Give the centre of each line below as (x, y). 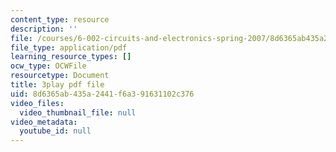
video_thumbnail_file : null (78, 112)
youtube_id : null (55, 131)
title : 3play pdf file (57, 85)
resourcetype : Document (60, 76)
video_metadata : (44, 122)
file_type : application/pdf (69, 47)
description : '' (44, 29)
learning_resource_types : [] (71, 57)
